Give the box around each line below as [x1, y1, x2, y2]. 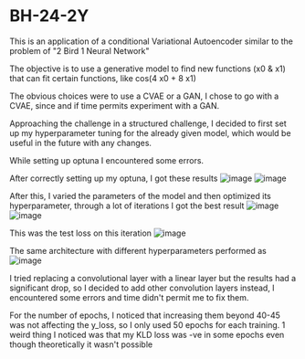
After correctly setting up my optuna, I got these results [9, 173, 218, 184]
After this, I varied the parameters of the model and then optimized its [9, 190, 271, 201]
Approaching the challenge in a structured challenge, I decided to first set [9, 118, 287, 129]
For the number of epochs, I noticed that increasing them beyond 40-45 [9, 310, 281, 321]
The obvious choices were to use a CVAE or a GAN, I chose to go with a [9, 90, 279, 101]
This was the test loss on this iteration [9, 227, 152, 238]
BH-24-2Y [9, 5, 89, 26]
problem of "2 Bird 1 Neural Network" [9, 45, 150, 56]
